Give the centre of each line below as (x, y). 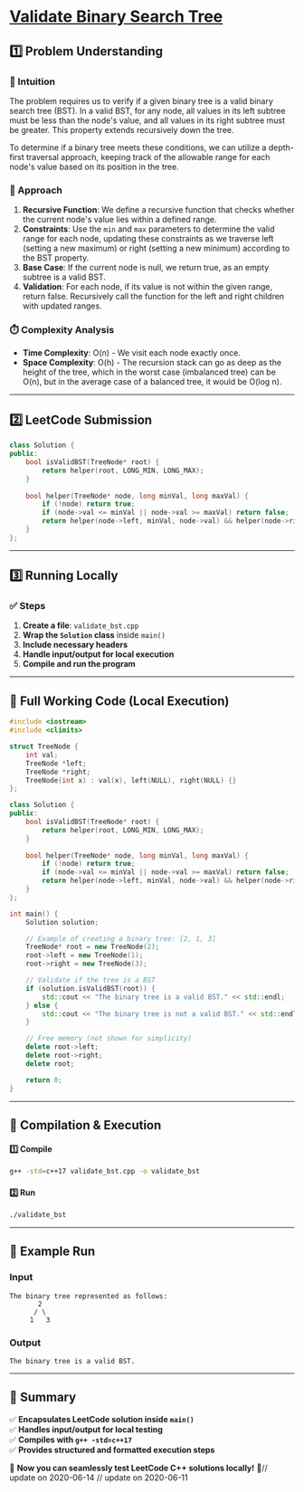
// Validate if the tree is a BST (90, 980)
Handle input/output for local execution (98, 654)
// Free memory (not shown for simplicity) (109, 1039)
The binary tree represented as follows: (89, 1296)
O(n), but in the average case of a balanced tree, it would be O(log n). (152, 382)
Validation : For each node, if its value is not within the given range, (147, 287)
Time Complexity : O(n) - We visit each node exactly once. (132, 353)
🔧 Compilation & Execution (85, 1125)
